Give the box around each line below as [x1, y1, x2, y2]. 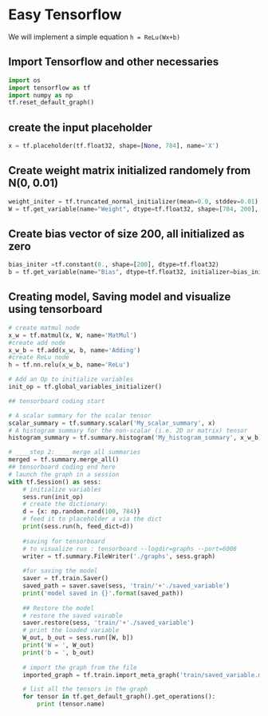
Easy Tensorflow [8, 6, 122, 24]
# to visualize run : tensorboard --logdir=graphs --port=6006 [22, 544, 238, 552]
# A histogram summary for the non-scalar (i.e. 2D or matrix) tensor [8, 426, 248, 434]
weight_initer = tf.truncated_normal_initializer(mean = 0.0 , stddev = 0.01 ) [8, 197, 259, 205]
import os [8, 76, 41, 85]
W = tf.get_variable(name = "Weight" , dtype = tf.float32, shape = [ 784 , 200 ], [8, 205, 259, 213]
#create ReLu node [8, 354, 69, 362]
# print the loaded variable [22, 627, 120, 635]
